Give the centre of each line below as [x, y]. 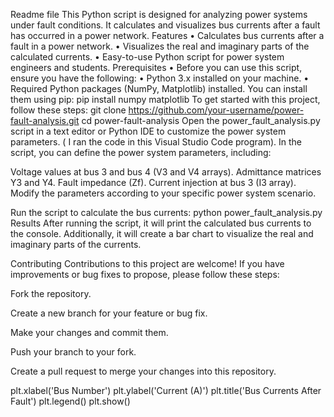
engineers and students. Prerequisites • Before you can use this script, [156, 67]
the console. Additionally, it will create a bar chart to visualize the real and [162, 233]
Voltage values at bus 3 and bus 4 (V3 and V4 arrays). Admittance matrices [166, 172]
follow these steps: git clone [68, 110]
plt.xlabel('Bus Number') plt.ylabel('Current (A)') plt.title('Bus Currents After [166, 390]
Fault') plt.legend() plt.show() [70, 401]
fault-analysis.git [45, 120]
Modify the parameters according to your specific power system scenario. [163, 193]
